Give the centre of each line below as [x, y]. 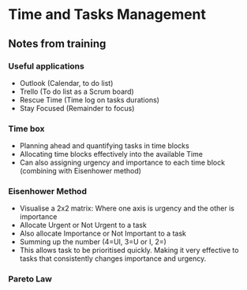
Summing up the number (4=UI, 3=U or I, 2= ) [93, 242]
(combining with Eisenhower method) [80, 171]
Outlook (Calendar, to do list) [66, 83]
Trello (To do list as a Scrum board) [77, 91]
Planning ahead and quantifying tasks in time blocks [104, 146]
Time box [26, 128]
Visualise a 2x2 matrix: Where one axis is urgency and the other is [127, 208]
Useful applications [46, 66]
